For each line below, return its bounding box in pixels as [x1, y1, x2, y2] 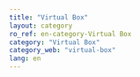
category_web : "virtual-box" [9, 46, 116, 55]
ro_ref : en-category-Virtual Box [9, 29, 132, 38]
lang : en [9, 54, 41, 63]
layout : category [9, 21, 73, 30]
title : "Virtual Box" [9, 12, 89, 22]
